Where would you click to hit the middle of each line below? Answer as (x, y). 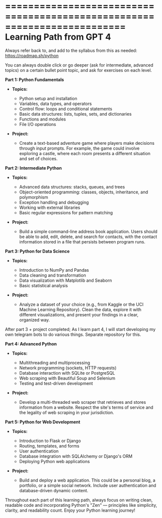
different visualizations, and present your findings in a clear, (79, 314)
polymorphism (34, 197)
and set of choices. (38, 158)
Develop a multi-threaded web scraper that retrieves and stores (82, 402)
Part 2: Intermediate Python (33, 168)
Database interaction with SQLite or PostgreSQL (67, 373)
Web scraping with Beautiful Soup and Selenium (67, 378)
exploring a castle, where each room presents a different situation (85, 153)
